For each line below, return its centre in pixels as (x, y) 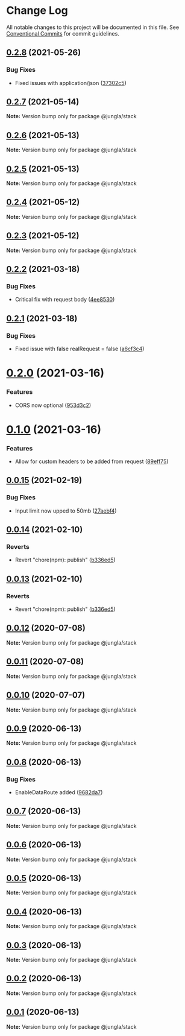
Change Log (37, 11)
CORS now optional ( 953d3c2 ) (53, 405)
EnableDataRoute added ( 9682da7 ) (59, 792)
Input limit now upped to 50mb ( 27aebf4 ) (66, 511)
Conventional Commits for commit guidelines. (63, 33)
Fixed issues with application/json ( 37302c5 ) (71, 83)
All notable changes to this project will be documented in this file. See (93, 27)
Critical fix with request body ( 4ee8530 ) (65, 300)
